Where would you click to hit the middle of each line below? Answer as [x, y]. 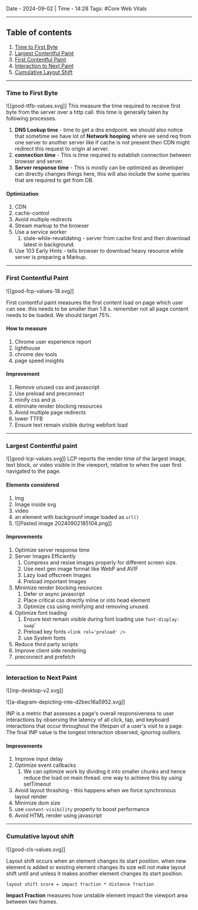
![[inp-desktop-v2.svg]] [35, 690]
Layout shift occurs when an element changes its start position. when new [96, 861]
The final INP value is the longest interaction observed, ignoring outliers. [94, 732]
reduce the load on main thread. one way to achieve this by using [103, 778]
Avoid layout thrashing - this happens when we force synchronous [95, 790]
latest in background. [49, 244]
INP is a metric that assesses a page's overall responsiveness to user [90, 714]
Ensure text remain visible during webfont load [71, 425]
